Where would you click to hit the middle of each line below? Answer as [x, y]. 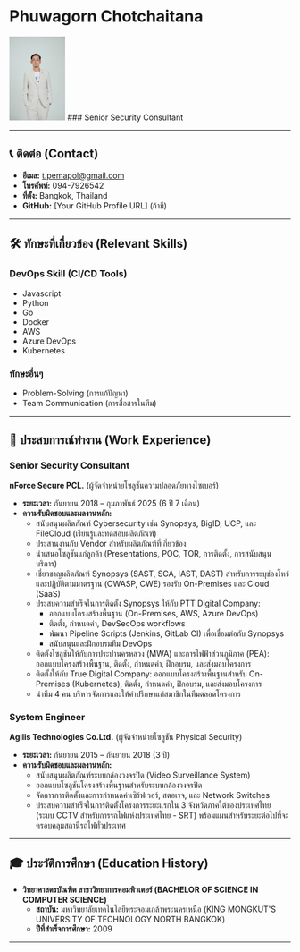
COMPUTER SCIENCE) [64, 899]
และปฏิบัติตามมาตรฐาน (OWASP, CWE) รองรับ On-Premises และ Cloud [152, 583]
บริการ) [46, 563]
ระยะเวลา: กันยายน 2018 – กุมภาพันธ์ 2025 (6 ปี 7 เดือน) [111, 503]
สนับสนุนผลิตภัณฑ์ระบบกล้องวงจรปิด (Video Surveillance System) [143, 775]
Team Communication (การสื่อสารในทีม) [89, 403]
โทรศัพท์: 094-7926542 [63, 185]
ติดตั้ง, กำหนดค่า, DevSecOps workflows [117, 623]
